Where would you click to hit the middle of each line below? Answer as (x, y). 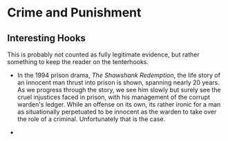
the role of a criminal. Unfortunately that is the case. (91, 119)
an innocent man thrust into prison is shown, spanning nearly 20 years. (118, 83)
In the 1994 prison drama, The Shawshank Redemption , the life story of (119, 75)
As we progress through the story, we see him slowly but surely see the (119, 90)
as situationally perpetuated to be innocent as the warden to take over (117, 112)
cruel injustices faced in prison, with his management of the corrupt (114, 97)
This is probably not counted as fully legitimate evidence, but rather (103, 54)
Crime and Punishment (74, 13)
